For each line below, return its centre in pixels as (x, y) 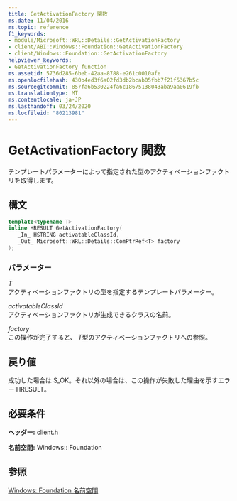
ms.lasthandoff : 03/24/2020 (50, 107)
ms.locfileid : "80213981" (46, 113)
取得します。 (39, 180)
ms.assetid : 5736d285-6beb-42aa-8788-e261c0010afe (84, 73)
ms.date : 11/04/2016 (39, 21)
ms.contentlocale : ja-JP (45, 100)
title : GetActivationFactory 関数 (58, 14)
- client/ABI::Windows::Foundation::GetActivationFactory (95, 47)
